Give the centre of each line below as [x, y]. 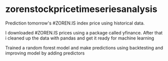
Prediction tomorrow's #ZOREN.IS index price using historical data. [75, 23]
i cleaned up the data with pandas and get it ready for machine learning [80, 38]
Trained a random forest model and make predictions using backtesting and [84, 47]
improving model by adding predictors [45, 53]
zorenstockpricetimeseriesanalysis [81, 9]
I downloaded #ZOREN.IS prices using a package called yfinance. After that [84, 32]
